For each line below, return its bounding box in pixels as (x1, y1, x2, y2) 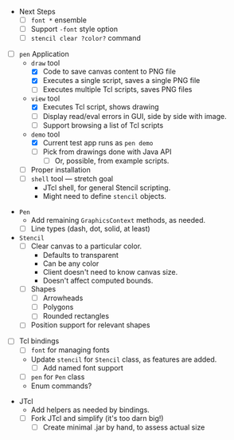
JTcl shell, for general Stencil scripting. (42, 183, 171, 192)
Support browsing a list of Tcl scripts (42, 120, 164, 130)
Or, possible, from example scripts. (54, 156, 170, 165)
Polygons (42, 303, 74, 312)
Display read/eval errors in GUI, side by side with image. (42, 111, 228, 121)
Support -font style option (30, 24, 119, 34)
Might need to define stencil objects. (42, 191, 166, 200)
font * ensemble (30, 15, 87, 25)
